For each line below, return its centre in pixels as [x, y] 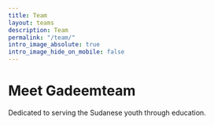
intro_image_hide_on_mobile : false [66, 52]
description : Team [38, 30]
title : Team [28, 15]
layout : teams [31, 23]
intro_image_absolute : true [54, 45]
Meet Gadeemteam [72, 91]
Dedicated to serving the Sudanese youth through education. [107, 112]
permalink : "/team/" [42, 37]
